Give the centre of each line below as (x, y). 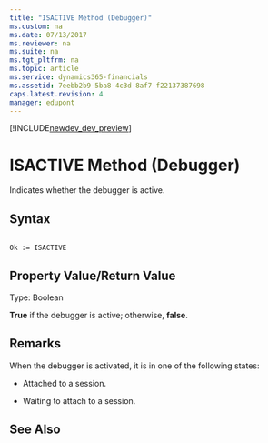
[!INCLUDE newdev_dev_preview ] (70, 128)
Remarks (35, 343)
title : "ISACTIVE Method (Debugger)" (81, 18)
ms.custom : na (36, 26)
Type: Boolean (36, 297)
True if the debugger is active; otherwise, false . (99, 315)
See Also (35, 430)
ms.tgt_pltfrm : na (44, 60)
